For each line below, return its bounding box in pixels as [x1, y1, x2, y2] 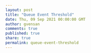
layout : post [5, 7, 33, 13]
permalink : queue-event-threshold [5, 40, 79, 45]
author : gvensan [5, 21, 40, 27]
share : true [5, 36, 31, 41]
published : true [5, 31, 40, 36]
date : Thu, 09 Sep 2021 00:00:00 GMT [5, 17, 86, 22]
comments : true [5, 26, 38, 31]
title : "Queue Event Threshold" [5, 12, 74, 17]
